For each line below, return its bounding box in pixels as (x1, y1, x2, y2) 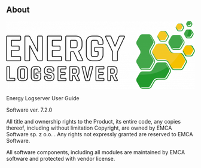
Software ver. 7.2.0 (6, 106, 53, 113)
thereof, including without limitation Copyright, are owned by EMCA (6, 124, 172, 131)
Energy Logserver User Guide (6, 94, 80, 101)
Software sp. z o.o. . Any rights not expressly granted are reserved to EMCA (6, 130, 193, 137)
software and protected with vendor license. (6, 155, 115, 162)
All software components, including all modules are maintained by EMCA (6, 148, 185, 155)
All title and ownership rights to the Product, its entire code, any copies (6, 118, 181, 125)
